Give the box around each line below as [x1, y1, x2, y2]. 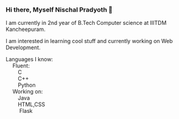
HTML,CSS [17, 101, 46, 108]
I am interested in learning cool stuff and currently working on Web [5, 38, 174, 45]
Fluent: [12, 62, 30, 69]
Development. [5, 44, 41, 51]
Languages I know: [5, 56, 53, 63]
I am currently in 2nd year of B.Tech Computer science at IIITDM [5, 19, 167, 27]
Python [17, 81, 36, 89]
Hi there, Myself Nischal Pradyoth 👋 [5, 5, 113, 14]
